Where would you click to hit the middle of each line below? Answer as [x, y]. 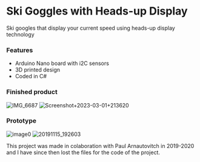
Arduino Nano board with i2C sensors [62, 63]
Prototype [22, 121]
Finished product [32, 92]
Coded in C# [31, 76]
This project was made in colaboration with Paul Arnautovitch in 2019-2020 [100, 146]
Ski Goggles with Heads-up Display [97, 11]
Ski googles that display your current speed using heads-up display [91, 28]
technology [20, 34]
